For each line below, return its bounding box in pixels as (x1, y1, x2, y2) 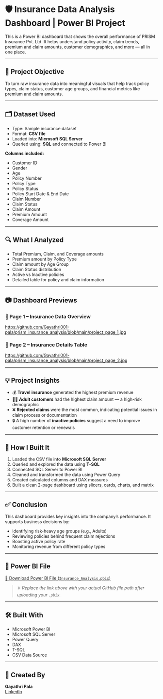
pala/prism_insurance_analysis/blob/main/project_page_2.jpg (5, 358, 128, 363)
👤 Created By (5, 671, 45, 679)
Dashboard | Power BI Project (5, 17, 125, 29)
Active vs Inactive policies (12, 272, 65, 277)
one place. (5, 49, 26, 55)
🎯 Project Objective (5, 68, 65, 76)
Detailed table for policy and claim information (12, 277, 104, 283)
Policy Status (12, 186, 39, 191)
